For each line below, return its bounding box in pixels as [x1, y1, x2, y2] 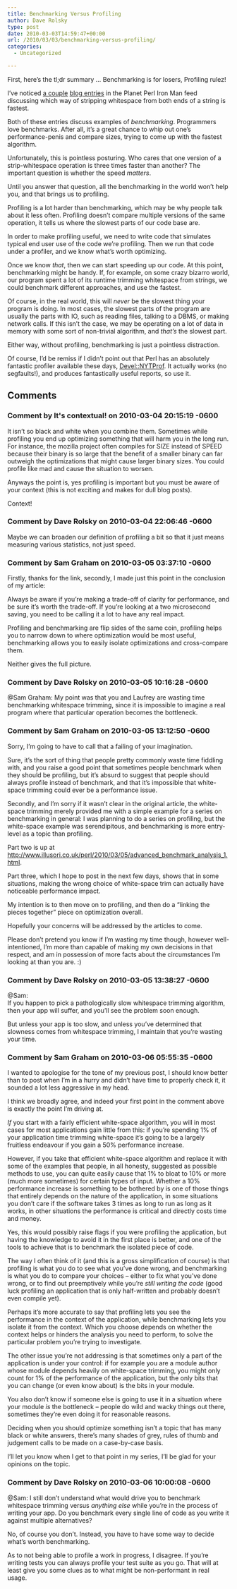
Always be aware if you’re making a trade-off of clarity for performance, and [7, 595, 230, 604]
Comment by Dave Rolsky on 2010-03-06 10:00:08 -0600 [7, 1478, 212, 1487]
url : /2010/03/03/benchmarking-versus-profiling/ [7, 37, 157, 44]
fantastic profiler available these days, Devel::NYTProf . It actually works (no [7, 361, 227, 370]
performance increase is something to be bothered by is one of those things [7, 1184, 229, 1193]
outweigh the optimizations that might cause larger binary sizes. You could [7, 456, 224, 465]
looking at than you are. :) [7, 957, 82, 966]
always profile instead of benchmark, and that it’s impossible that [7, 778, 196, 786]
